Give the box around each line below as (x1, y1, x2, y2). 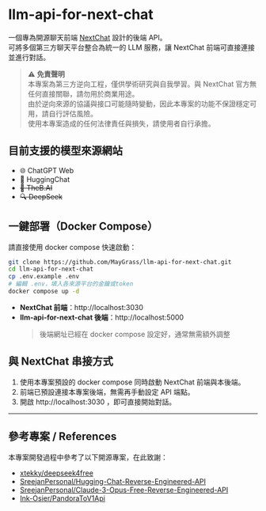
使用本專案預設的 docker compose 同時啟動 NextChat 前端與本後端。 (19, 377, 245, 387)
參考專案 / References (8, 430, 117, 444)
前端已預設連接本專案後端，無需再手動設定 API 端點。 (19, 387, 196, 396)
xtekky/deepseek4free (19, 468, 93, 478)
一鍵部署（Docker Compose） (8, 220, 158, 233)
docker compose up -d (8, 287, 80, 296)
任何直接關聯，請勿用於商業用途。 (27, 89, 139, 98)
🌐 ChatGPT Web (19, 165, 74, 175)
